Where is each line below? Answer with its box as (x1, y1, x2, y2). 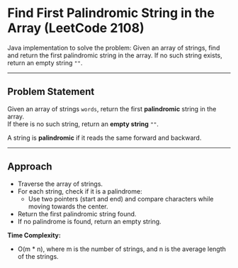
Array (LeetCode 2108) (7, 20, 145, 36)
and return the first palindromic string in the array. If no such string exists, (7, 51, 223, 60)
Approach (7, 161, 52, 173)
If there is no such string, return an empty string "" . (7, 119, 159, 128)
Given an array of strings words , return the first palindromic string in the (7, 104, 217, 113)
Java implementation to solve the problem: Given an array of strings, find (7, 43, 220, 52)
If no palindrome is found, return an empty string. (17, 217, 161, 225)
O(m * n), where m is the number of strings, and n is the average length (17, 245, 227, 253)
